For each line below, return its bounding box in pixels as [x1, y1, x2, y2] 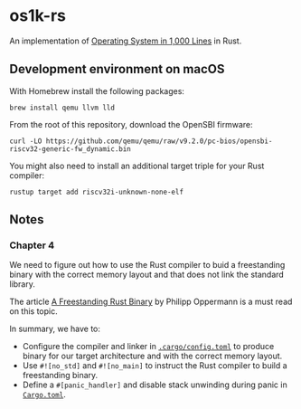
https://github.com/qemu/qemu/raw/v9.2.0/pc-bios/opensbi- [45, 137, 273, 146]
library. [9, 279, 36, 290]
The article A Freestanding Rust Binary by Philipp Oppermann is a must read [9, 296, 293, 308]
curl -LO [9, 137, 42, 146]
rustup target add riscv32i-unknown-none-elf [9, 187, 183, 196]
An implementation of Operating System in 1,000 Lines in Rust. [9, 35, 242, 46]
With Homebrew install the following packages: [9, 85, 185, 96]
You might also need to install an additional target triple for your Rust [9, 160, 265, 171]
